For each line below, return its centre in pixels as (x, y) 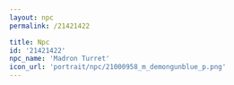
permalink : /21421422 (50, 26)
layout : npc (31, 17)
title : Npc (30, 42)
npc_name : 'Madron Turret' (60, 59)
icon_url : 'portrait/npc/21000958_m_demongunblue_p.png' (118, 67)
